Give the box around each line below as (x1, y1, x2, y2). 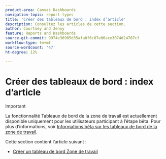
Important (5, 103, 26, 109)
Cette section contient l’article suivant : (5, 139, 87, 145)
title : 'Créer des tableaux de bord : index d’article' (5, 17, 126, 22)
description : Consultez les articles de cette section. (5, 21, 126, 27)
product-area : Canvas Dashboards (5, 7, 76, 13)
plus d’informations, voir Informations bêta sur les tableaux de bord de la (5, 124, 157, 130)
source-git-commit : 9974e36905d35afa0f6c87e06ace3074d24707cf (5, 36, 140, 41)
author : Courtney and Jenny (5, 26, 65, 31)
